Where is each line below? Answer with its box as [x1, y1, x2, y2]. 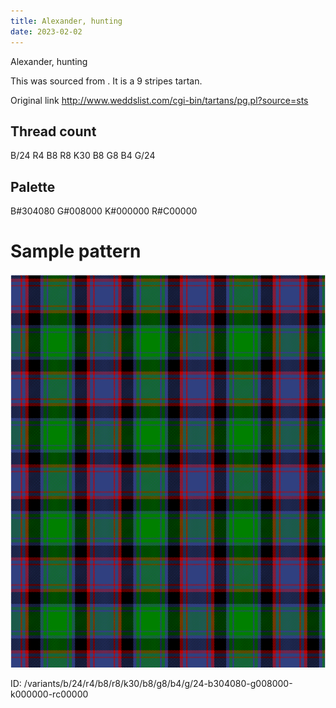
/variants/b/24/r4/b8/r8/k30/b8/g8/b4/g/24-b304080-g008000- [23, 678, 293, 690]
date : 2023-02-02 [10, 26, 83, 37]
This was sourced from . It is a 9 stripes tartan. [10, 75, 203, 87]
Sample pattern [10, 240, 142, 263]
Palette [10, 178, 56, 195]
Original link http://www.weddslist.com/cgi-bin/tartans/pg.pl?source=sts [10, 94, 309, 106]
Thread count [10, 123, 97, 140]
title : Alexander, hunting [10, 16, 123, 26]
